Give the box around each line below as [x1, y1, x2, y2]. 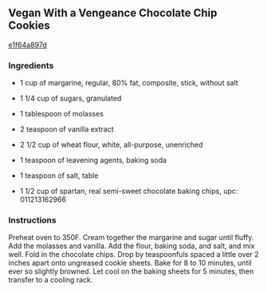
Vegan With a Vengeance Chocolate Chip [8, 6, 218, 20]
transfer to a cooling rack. [8, 275, 93, 285]
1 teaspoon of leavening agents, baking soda [19, 156, 167, 165]
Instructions [8, 215, 57, 226]
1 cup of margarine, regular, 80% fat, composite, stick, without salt [19, 78, 239, 88]
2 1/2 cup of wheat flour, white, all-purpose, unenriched [19, 140, 203, 150]
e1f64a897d [8, 40, 48, 49]
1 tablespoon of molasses [19, 109, 104, 119]
